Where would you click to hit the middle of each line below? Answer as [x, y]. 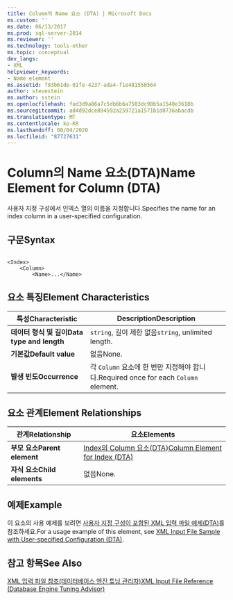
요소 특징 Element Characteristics [78, 297]
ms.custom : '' [28, 20]
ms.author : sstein [34, 98]
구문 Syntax [31, 240]
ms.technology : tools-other [48, 46]
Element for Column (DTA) [84, 188]
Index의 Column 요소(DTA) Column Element [152, 448]
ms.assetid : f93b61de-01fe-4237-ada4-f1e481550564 [82, 85]
